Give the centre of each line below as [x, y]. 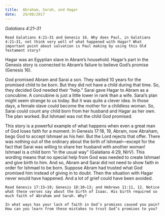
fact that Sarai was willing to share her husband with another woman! [75, 146]
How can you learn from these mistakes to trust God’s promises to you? [81, 209]
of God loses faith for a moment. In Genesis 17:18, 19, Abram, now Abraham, [82, 131]
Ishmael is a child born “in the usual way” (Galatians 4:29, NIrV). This [75, 152]
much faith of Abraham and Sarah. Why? [46, 196]
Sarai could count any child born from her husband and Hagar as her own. [81, 111]
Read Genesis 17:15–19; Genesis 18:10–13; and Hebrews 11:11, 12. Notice [82, 187]
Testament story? [23, 50]
